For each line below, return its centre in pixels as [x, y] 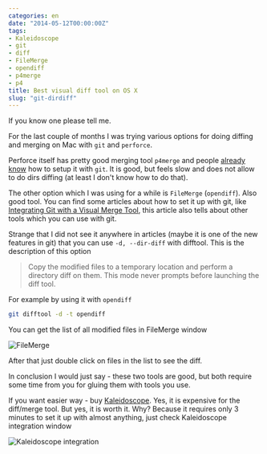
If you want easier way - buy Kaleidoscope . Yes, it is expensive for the [124, 401]
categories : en [34, 16]
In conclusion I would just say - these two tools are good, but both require [130, 376]
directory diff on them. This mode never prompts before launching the [144, 276]
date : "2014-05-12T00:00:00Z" [59, 23]
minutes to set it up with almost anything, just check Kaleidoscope [117, 418]
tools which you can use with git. [63, 219]
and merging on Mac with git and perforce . [80, 145]
